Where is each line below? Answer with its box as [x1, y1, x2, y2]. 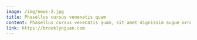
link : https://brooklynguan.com [6, 25, 85, 31]
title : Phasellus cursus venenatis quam [6, 14, 107, 20]
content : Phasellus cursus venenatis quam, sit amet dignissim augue [6, 19, 180, 25]
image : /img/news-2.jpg [6, 8, 64, 15]
